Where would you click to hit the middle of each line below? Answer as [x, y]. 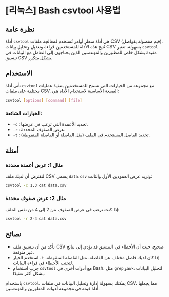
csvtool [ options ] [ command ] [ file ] [44, 100]
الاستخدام [19, 73]
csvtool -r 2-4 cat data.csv [36, 218]
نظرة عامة [20, 29]
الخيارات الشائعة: [24, 113]
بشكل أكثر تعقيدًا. [29, 273]
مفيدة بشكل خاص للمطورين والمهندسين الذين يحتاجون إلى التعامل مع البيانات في [81, 52]
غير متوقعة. [23, 252]
